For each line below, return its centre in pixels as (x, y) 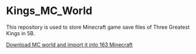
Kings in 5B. (21, 33)
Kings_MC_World (49, 11)
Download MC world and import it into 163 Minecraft (69, 45)
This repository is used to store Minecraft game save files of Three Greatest (98, 27)
